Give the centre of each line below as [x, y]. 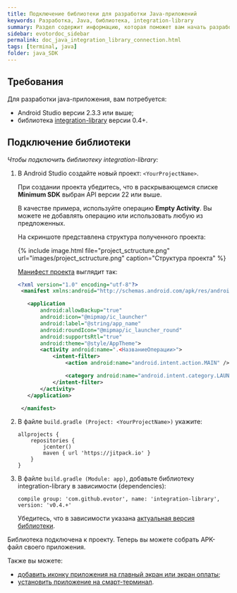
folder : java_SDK [33, 54]
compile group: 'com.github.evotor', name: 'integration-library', [119, 499]
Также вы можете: [35, 561]
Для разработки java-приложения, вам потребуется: [87, 99]
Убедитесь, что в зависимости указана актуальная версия [106, 518]
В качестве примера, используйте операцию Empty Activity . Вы [115, 208]
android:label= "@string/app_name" [90, 323]
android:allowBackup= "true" [81, 311]
